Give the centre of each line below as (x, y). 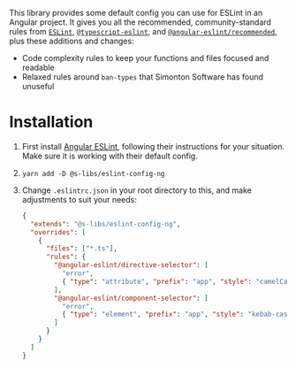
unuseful (38, 86)
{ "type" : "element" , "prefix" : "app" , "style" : (153, 314)
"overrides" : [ (58, 232)
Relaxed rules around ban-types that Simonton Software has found (142, 77)
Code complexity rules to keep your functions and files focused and (145, 58)
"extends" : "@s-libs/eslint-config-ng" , (106, 224)
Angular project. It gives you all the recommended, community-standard (140, 22)
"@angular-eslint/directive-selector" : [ (132, 265)
